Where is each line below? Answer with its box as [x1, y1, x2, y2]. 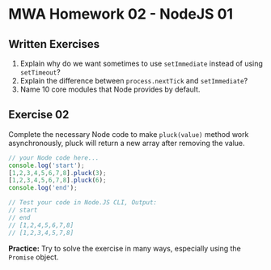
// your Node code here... [8, 153, 100, 162]
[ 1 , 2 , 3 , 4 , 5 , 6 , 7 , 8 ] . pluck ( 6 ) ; [8, 176, 107, 185]
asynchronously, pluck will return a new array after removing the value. [8, 138, 245, 148]
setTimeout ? [19, 67, 61, 77]
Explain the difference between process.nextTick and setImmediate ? [19, 76, 248, 85]
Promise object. [8, 252, 59, 262]
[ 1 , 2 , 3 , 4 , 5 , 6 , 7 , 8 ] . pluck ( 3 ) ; [8, 169, 107, 177]
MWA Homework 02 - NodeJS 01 [8, 5, 233, 24]
